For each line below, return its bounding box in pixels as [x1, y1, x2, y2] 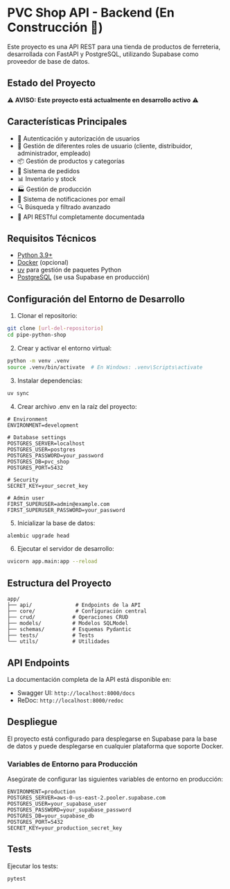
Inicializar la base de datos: [17, 518, 96, 527]
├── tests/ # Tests [7, 632, 95, 639]
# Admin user [7, 494, 45, 502]
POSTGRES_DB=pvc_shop [7, 458, 70, 465]
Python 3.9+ [17, 251, 53, 259]
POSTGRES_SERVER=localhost [7, 440, 85, 447]
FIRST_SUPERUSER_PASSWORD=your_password [7, 507, 126, 513]
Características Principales [7, 116, 127, 127]
